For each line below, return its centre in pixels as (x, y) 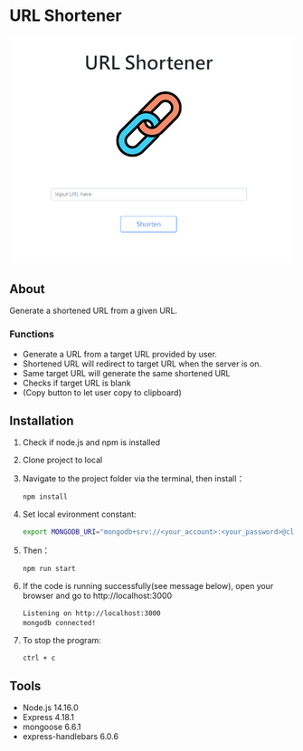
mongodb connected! (59, 623)
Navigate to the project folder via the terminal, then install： (133, 479)
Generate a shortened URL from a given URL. (94, 311)
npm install (45, 497)
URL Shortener (66, 16)
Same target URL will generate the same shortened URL (126, 373)
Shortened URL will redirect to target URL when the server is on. (142, 364)
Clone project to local (62, 460)
